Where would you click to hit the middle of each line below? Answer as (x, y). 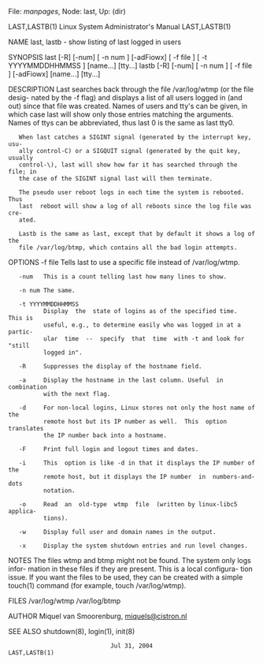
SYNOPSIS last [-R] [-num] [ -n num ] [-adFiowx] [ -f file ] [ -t (107, 57)
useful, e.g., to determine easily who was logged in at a (142, 325)
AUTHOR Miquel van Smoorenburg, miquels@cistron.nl (98, 616)
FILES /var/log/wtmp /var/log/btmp (65, 601)
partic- (21, 332)
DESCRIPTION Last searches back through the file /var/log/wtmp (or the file (131, 89)
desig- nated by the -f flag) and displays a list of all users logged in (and (125, 97)
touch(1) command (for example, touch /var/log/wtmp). (97, 586)
